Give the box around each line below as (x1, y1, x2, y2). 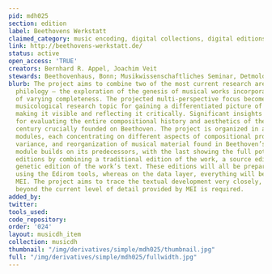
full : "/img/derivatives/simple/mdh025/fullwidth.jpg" (8, 253, 198, 261)
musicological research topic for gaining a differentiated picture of (15, 102, 263, 110)
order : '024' (8, 223, 53, 231)
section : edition (8, 19, 67, 28)
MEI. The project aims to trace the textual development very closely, (15, 178, 263, 186)
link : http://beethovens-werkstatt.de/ (8, 42, 143, 50)
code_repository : (8, 216, 67, 224)
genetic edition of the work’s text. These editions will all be (15, 163, 241, 171)
